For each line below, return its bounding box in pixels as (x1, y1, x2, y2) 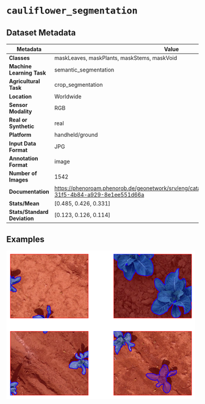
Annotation (9, 155, 38, 162)
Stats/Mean (9, 199, 40, 207)
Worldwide (54, 92, 82, 100)
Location (9, 92, 32, 100)
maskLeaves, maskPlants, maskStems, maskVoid (54, 54, 178, 61)
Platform (9, 131, 32, 139)
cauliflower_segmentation (6, 5, 138, 17)
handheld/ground (54, 131, 98, 139)
